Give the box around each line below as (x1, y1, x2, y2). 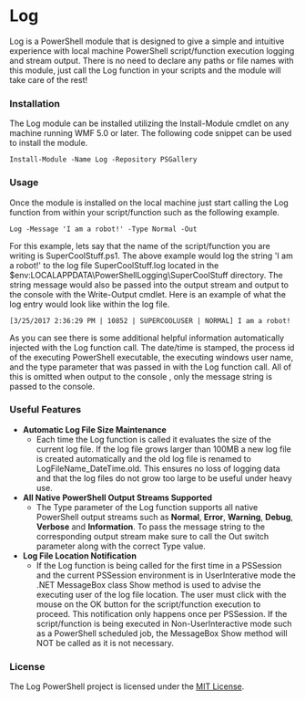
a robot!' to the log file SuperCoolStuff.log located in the (9, 259, 219, 270)
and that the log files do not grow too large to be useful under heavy (36, 472, 293, 484)
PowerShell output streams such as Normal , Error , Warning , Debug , (36, 511, 294, 522)
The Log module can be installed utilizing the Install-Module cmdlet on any (9, 118, 290, 129)
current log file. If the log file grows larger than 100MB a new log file (36, 444, 291, 455)
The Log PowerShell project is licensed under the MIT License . (9, 681, 245, 692)
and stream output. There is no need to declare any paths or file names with (9, 55, 294, 66)
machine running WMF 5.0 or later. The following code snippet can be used (9, 128, 292, 139)
